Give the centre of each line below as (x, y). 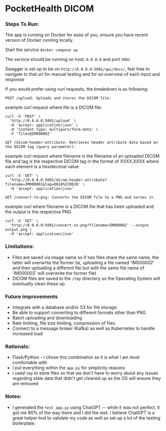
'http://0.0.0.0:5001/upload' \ (43, 121)
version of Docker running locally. (40, 40)
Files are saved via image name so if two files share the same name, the (85, 257)
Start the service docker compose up (41, 50)
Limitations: (20, 246)
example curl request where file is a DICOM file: (54, 108)
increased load (27, 334)
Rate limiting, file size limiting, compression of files (64, 323)
